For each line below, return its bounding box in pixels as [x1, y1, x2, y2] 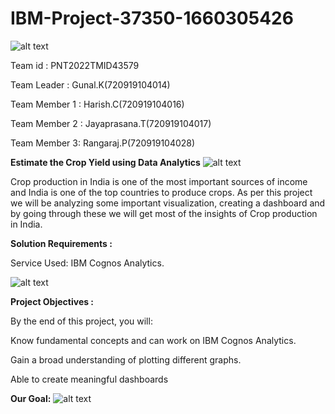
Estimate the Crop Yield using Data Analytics [10, 156, 201, 168]
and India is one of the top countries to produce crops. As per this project [10, 186, 313, 198]
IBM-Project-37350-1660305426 [10, 7, 294, 30]
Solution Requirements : [10, 237, 113, 249]
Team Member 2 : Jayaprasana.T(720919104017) [10, 117, 212, 129]
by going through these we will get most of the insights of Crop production [10, 207, 318, 219]
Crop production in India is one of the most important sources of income [10, 175, 308, 187]
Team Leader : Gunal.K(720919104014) [10, 78, 171, 91]
